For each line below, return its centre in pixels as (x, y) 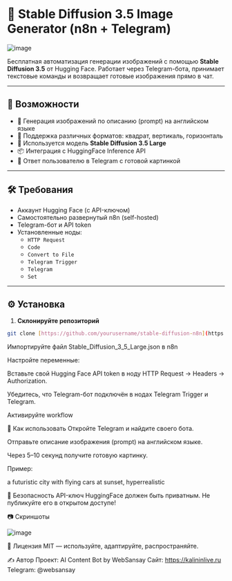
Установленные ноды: (50, 232)
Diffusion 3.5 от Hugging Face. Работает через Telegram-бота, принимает (116, 68)
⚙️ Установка (36, 304)
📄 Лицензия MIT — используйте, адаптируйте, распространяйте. (103, 546)
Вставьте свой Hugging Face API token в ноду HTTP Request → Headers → (116, 373)
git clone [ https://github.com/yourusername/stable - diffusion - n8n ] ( (108, 334)
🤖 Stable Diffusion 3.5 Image (90, 14)
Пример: (20, 469)
